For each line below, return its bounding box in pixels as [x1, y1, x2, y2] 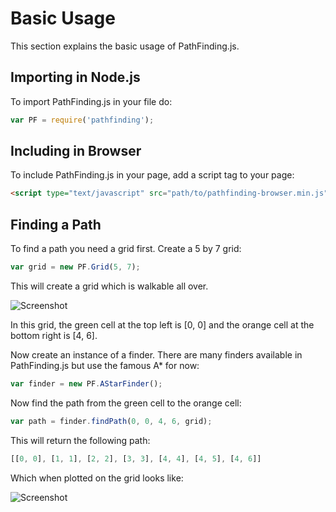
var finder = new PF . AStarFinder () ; [10, 379, 163, 389]
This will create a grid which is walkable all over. [10, 280, 209, 292]
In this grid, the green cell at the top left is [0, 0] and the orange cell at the [10, 319, 315, 331]
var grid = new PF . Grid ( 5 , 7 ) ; [10, 262, 141, 272]
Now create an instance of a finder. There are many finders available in [10, 349, 303, 361]
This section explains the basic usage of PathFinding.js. [10, 40, 240, 52]
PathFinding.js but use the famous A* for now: [10, 360, 200, 371]
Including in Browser [10, 143, 142, 160]
